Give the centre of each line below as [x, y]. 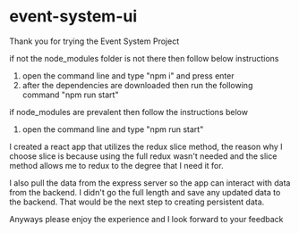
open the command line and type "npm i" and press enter [128, 75]
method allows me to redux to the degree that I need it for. [116, 165]
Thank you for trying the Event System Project [94, 41]
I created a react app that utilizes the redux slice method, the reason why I [146, 146]
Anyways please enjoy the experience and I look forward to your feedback [146, 219]
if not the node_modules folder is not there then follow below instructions [144, 58]
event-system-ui [73, 17]
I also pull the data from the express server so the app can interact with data [150, 183]
